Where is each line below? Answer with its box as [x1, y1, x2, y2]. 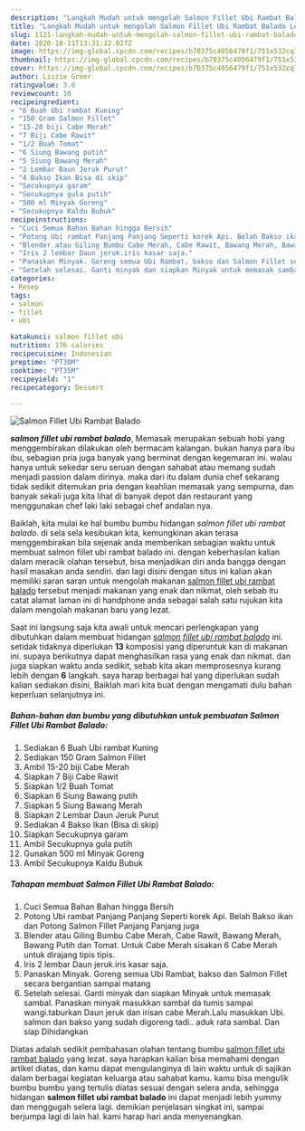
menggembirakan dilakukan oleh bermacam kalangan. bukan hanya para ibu [10, 442, 295, 453]
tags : [10, 290, 31, 299]
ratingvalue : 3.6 [10, 81, 76, 90]
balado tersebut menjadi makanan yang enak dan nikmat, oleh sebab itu [10, 585, 279, 596]
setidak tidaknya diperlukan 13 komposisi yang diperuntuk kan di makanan [10, 642, 288, 652]
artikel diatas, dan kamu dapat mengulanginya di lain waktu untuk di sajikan [10, 1063, 292, 1074]
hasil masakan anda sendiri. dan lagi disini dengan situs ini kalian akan [10, 566, 272, 577]
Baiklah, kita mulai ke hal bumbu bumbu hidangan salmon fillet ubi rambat [10, 518, 286, 529]
